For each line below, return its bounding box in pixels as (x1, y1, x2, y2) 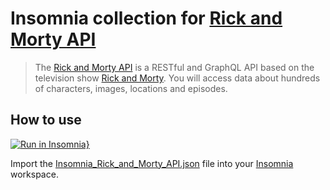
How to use (10, 112, 82, 129)
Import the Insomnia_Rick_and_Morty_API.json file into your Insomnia (10, 157, 294, 169)
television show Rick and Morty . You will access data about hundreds (34, 72, 321, 84)
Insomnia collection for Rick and (10, 7, 283, 30)
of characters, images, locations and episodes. (34, 82, 228, 94)
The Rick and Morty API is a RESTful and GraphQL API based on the (34, 61, 315, 73)
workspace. (10, 168, 59, 180)
